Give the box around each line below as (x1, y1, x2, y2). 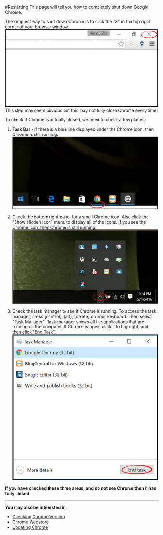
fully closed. (5, 491, 31, 497)
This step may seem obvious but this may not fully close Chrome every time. (5, 107, 158, 114)
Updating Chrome (12, 524, 48, 530)
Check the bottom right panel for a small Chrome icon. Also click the (12, 214, 149, 220)
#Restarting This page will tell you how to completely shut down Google (5, 4, 148, 10)
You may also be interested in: (5, 504, 67, 511)
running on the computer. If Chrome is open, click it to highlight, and (12, 324, 148, 329)
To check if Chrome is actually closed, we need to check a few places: (5, 117, 146, 123)
